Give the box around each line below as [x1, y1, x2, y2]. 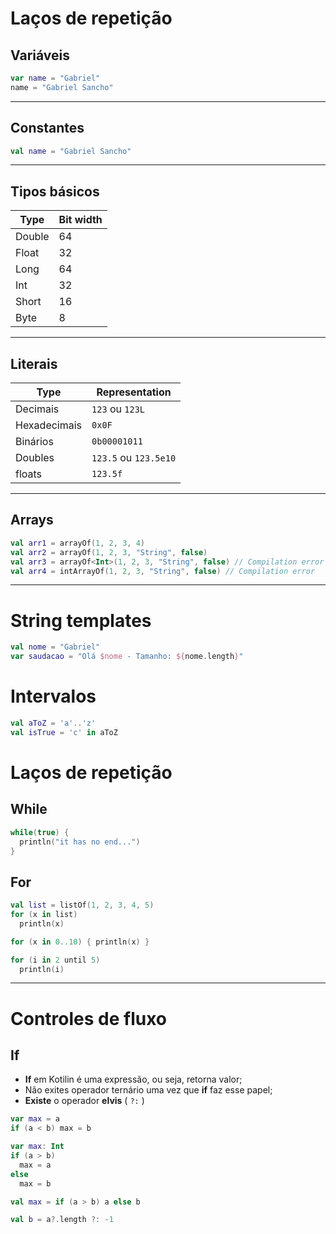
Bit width [58, 213, 103, 227]
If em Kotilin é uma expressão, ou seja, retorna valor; [24, 1073, 243, 1086]
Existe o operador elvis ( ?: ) [24, 1095, 145, 1107]
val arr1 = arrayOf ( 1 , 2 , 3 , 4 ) [10, 538, 145, 548]
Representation [96, 385, 172, 399]
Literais [10, 355, 58, 372]
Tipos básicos [10, 183, 100, 200]
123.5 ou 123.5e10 [91, 451, 177, 465]
